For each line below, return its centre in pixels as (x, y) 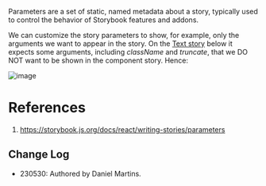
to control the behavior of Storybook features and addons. (104, 20)
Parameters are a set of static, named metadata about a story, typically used (133, 11)
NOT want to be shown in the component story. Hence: (98, 60)
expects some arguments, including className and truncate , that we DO (128, 52)
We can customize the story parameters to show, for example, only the (124, 35)
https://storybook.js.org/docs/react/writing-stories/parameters (122, 129)
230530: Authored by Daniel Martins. (80, 173)
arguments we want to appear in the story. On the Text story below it (120, 44)
